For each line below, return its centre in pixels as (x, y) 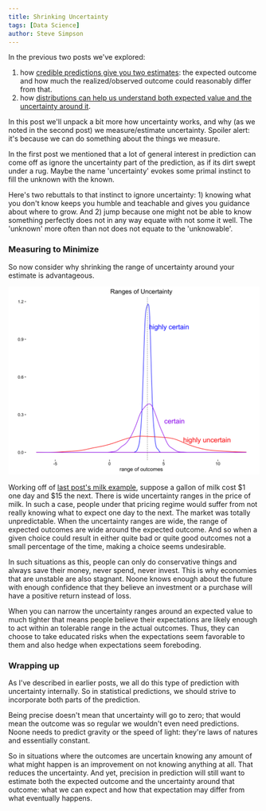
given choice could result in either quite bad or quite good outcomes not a (130, 538)
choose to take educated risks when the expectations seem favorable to (127, 636)
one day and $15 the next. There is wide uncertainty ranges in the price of (129, 495)
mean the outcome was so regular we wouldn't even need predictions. (124, 723)
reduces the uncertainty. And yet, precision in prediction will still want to (127, 773)
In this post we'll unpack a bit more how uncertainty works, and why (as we (132, 122)
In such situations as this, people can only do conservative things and (123, 562)
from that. (36, 90)
